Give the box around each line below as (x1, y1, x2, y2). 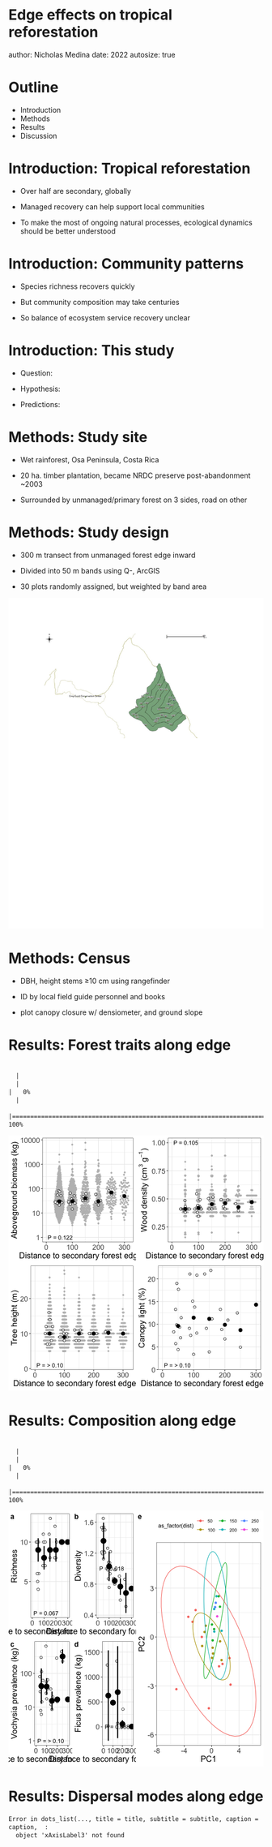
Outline (8, 79, 59, 97)
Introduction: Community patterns (8, 255, 244, 273)
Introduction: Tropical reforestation (8, 160, 251, 178)
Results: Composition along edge (8, 1411, 236, 1430)
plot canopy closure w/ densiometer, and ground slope (19, 1007, 203, 1017)
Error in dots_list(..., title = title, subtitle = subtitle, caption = (8, 1815, 259, 1823)
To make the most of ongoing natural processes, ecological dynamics (19, 217, 253, 227)
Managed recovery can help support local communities (19, 201, 205, 212)
